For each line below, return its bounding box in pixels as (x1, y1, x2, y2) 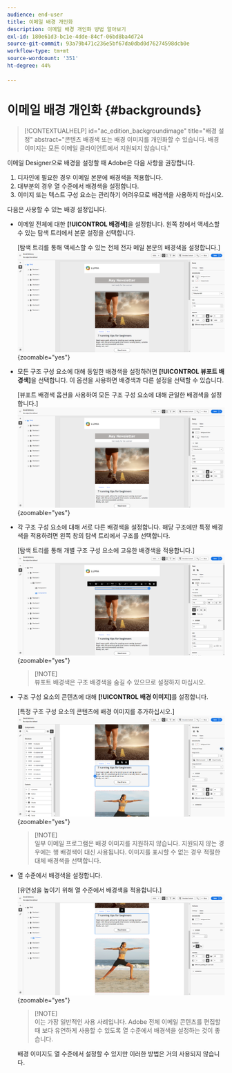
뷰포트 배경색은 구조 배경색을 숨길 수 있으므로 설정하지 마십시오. (34, 678, 206, 687)
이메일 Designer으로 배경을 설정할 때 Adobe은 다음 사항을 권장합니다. (7, 158, 195, 167)
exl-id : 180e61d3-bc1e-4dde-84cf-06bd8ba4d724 (7, 33, 144, 40)
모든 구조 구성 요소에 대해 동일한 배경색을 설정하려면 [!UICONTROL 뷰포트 (17, 367, 217, 375)
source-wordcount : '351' (7, 55, 79, 62)
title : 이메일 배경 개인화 (7, 18, 73, 26)
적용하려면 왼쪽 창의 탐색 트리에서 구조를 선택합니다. (30, 532, 171, 540)
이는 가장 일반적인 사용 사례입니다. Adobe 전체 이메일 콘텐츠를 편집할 (34, 1017, 221, 1026)
